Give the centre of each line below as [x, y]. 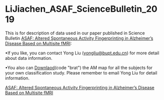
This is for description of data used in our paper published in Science [75, 33]
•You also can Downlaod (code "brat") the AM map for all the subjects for [79, 68]
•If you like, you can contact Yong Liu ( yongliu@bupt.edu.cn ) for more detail [82, 53]
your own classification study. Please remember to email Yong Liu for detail [81, 73]
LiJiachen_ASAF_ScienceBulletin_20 [81, 9]
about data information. [29, 58]
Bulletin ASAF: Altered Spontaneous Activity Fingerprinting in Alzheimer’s [79, 38]
